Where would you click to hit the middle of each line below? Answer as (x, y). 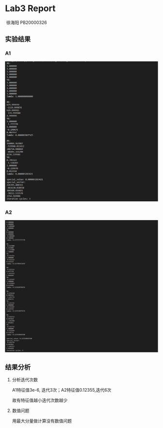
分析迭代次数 (25, 380)
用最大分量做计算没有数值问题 (42, 421)
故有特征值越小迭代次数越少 (40, 400)
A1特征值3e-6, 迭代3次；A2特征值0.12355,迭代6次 (62, 390)
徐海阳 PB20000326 (26, 22)
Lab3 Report (30, 8)
